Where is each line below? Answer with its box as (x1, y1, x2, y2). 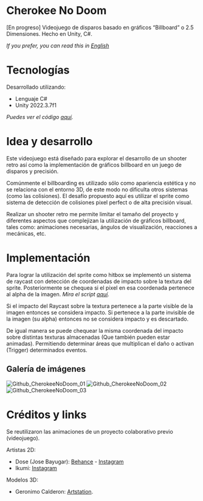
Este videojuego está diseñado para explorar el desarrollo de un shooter (6, 154, 187, 162)
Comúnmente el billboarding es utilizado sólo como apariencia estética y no (6, 179, 196, 186)
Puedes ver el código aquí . (6, 113, 74, 120)
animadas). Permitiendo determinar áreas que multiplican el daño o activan (6, 339, 194, 347)
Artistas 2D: (6, 446, 36, 453)
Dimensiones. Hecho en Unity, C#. (6, 30, 92, 37)
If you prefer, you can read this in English (6, 42, 109, 49)
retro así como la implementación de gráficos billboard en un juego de (6, 161, 182, 168)
